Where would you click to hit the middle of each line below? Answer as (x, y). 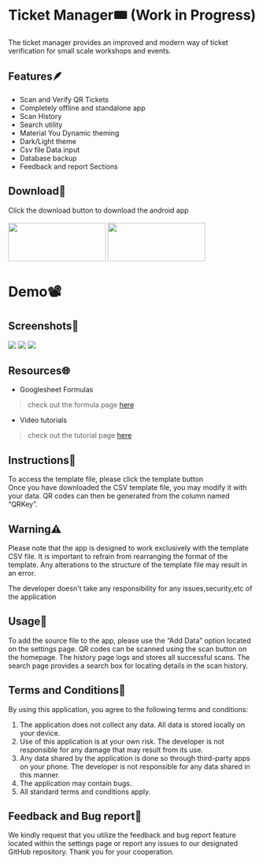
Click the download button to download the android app (98, 210)
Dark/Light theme (48, 141)
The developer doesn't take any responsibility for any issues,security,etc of (130, 588)
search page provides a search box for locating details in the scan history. (128, 666)
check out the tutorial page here (80, 436)
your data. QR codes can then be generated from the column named (119, 496)
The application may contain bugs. (76, 783)
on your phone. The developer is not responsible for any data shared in (135, 766)
